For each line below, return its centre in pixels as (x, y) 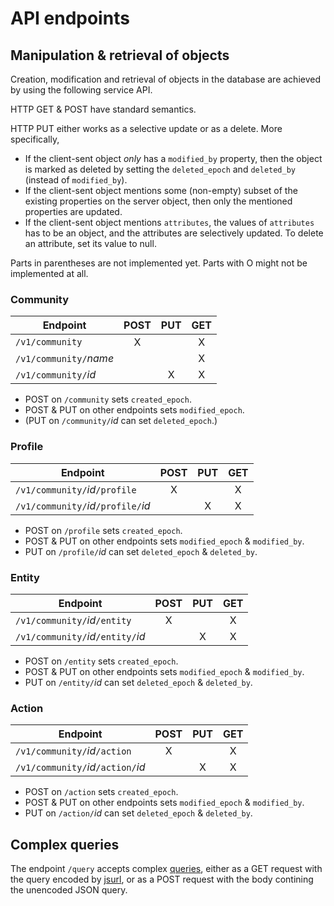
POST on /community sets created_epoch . (108, 399)
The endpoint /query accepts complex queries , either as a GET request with (166, 868)
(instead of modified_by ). (76, 180)
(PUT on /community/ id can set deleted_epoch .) (121, 421)
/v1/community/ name (65, 359)
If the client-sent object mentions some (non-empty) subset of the (161, 190)
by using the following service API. (81, 90)
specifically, (35, 139)
